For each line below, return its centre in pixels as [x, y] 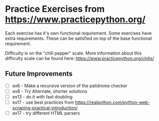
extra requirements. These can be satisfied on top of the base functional [79, 38]
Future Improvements [39, 74]
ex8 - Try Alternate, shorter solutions [50, 91]
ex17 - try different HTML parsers [46, 113]
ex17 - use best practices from [43, 102]
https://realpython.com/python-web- [112, 102]
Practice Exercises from [55, 9]
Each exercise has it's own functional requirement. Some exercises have [79, 33]
